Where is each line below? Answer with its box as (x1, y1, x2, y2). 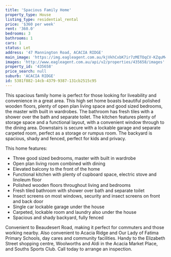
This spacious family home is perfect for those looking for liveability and (5, 92, 157, 98)
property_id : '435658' (5, 64, 53, 69)
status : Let (5, 45, 31, 50)
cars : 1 (5, 41, 22, 46)
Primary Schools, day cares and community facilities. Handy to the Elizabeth (5, 235, 165, 241)
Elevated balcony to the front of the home (12, 166, 100, 172)
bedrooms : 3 (5, 31, 31, 36)
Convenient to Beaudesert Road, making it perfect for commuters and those (5, 224, 164, 230)
